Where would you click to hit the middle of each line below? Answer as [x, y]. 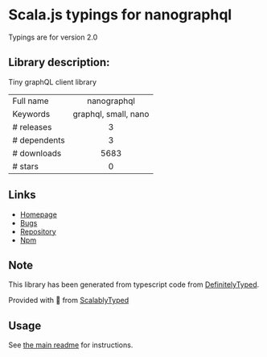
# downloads [37, 153]
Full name [31, 101]
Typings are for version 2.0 [53, 37]
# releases [32, 127]
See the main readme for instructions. [71, 345]
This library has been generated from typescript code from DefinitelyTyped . [134, 284]
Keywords [31, 114]
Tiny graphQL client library [52, 81]
